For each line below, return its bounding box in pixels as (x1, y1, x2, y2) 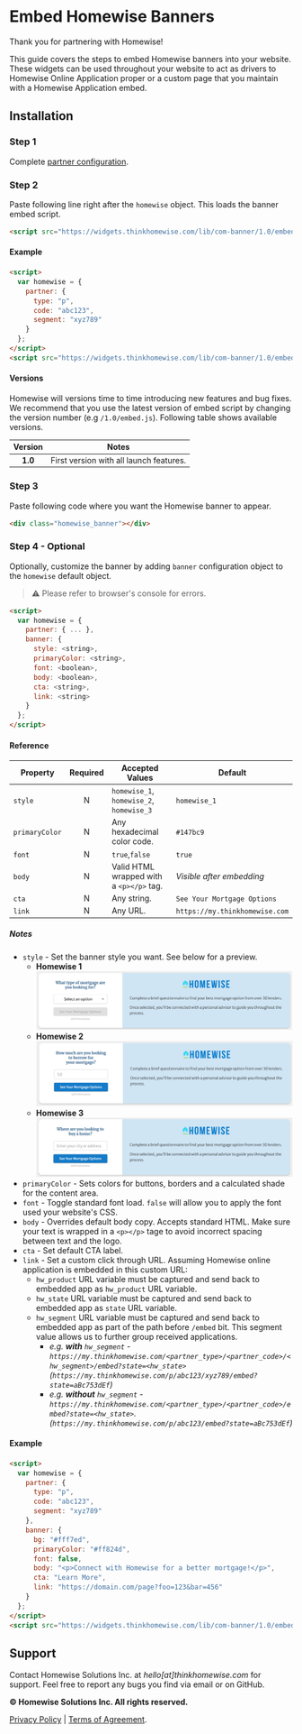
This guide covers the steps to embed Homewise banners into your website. (9, 53, 292, 64)
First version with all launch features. (50, 454, 187, 465)
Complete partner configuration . (9, 156, 129, 167)
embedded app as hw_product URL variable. (35, 1283, 198, 1294)
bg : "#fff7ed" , (32, 1535, 91, 1544)
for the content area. (22, 1188, 99, 1198)
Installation (9, 108, 74, 124)
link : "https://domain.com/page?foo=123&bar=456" (32, 1583, 223, 1592)
